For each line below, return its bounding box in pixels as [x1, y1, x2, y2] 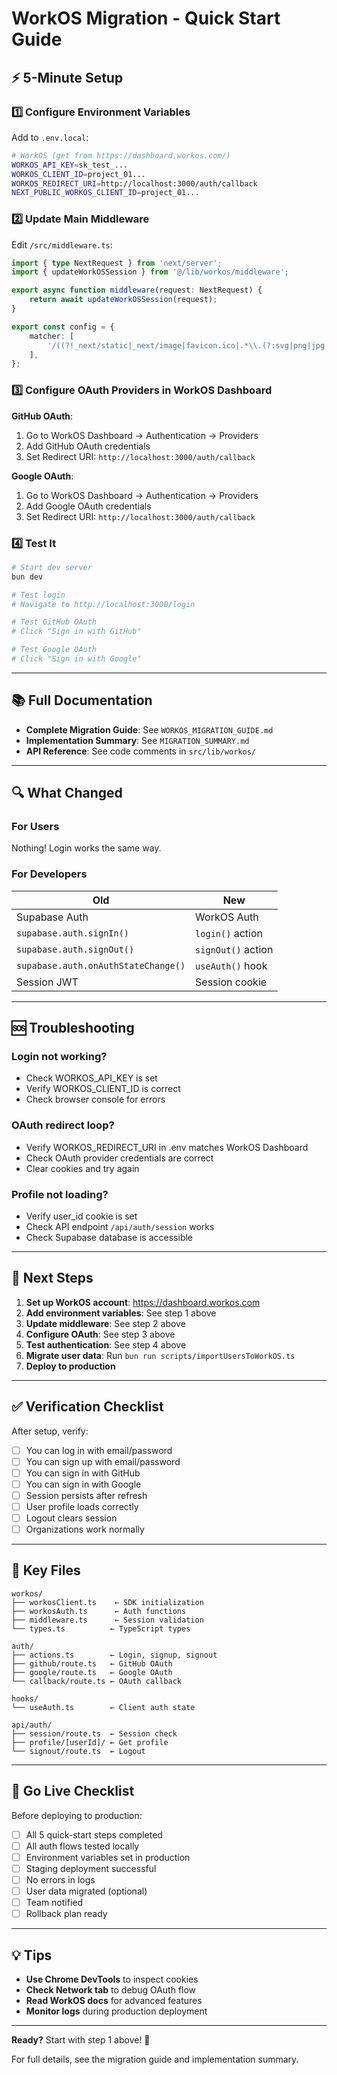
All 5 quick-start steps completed [25, 1828, 163, 1841]
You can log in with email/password [25, 1444, 173, 1456]
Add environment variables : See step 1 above [25, 1307, 217, 1319]
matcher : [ [29, 331, 75, 341]
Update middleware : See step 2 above [25, 1317, 186, 1329]
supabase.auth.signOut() [16, 943, 135, 955]
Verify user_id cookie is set [25, 1210, 138, 1222]
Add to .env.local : [11, 131, 89, 143]
